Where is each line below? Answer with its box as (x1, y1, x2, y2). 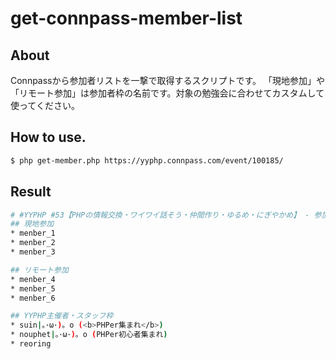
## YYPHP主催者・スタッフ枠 (10, 311, 114, 321)
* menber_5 (10, 283, 56, 294)
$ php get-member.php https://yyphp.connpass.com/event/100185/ (10, 155, 284, 166)
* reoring (10, 339, 52, 349)
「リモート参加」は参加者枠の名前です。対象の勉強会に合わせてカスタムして (10, 87, 325, 99)
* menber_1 (10, 228, 56, 239)
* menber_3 (10, 247, 56, 257)
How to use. (10, 129, 87, 146)
